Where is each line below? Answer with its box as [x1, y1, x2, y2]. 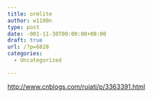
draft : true [7, 37, 43, 44]
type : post [7, 23, 40, 31]
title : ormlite [7, 10, 53, 18]
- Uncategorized [14, 57, 62, 64]
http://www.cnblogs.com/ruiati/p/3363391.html [7, 82, 146, 91]
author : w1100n [7, 17, 53, 24]
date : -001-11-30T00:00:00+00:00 [7, 30, 107, 38]
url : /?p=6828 [7, 43, 50, 50]
